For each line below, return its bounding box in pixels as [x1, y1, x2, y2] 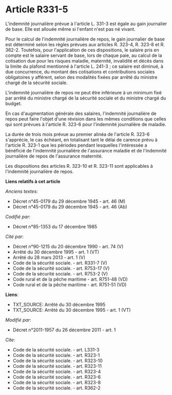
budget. [5, 100, 22, 106]
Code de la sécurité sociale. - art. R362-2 [12, 385, 101, 391]
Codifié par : [5, 213, 31, 220]
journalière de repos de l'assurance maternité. [5, 153, 103, 159]
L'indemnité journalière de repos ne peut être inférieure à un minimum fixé [5, 89, 162, 95]
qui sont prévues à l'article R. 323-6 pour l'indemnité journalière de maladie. [5, 121, 166, 127]
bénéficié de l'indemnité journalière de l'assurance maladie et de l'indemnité [5, 147, 167, 153]
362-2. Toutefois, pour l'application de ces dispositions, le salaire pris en [5, 47, 159, 53]
